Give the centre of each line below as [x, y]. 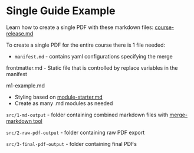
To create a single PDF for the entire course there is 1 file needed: [86, 45]
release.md [20, 33]
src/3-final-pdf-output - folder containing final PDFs [72, 144]
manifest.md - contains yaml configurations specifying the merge [93, 56]
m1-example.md [26, 85]
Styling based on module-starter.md [59, 97]
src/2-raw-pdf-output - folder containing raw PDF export [75, 132]
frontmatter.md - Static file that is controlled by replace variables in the [92, 68]
